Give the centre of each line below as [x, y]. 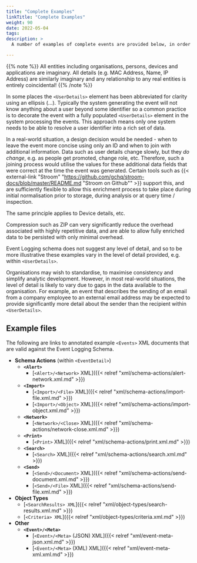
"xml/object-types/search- [135, 504]
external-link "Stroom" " [35, 177]
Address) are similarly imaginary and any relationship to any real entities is [96, 79]
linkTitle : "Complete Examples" [46, 17]
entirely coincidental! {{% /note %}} [49, 85]
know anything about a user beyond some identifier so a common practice [96, 109]
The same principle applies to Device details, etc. [66, 213]
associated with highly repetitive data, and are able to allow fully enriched [95, 231]
